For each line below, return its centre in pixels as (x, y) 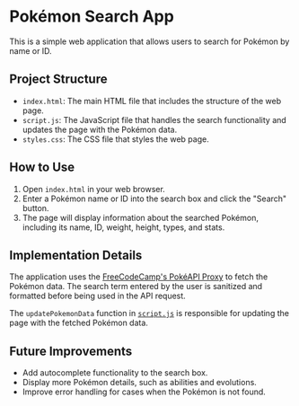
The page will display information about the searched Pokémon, (140, 217)
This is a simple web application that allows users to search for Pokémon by (149, 41)
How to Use (42, 168)
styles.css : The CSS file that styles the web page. (115, 139)
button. (35, 207)
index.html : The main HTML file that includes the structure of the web (152, 101)
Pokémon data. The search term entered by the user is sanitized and (136, 287)
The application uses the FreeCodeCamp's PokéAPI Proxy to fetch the (139, 277)
